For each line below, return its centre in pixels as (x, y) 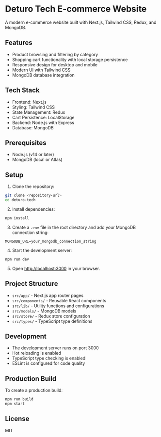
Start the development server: (42, 250)
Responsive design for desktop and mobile (55, 64)
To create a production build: (34, 390)
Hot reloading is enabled (37, 353)
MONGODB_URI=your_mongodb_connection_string (51, 241)
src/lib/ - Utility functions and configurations (58, 306)
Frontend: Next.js (29, 102)
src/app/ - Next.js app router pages (48, 295)
